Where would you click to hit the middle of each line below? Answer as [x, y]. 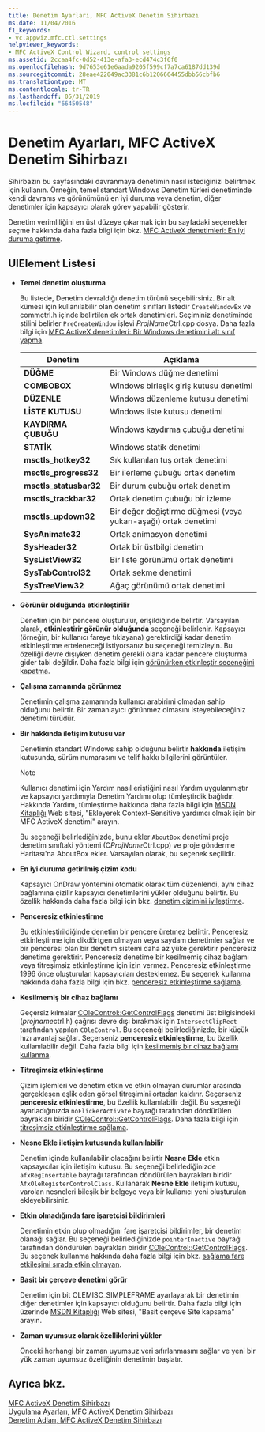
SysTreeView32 [54, 585]
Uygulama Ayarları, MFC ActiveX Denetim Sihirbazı [91, 1411]
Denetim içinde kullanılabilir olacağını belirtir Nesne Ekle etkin [120, 1158]
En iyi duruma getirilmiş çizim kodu [78, 869]
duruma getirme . [35, 239]
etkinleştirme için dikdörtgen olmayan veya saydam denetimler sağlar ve [137, 940]
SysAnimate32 [52, 534]
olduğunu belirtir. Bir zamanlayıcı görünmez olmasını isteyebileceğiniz [132, 709]
